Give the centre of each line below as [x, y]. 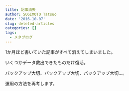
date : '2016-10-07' [25, 19]
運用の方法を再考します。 [31, 83]
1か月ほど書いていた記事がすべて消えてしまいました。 [60, 52]
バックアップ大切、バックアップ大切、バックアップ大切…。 [66, 73]
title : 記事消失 [20, 10]
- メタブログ [21, 38]
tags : [11, 33]
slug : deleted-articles [30, 23]
